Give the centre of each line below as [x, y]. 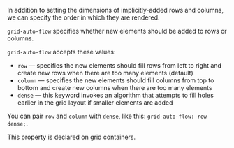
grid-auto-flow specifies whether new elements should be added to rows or [117, 31]
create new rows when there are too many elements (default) [105, 73]
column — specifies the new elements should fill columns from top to [116, 80]
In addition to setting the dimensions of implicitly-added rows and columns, [116, 10]
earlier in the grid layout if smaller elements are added [95, 103]
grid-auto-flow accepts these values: [61, 52]
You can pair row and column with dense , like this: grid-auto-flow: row [107, 116]
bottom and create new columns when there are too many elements [115, 88]
